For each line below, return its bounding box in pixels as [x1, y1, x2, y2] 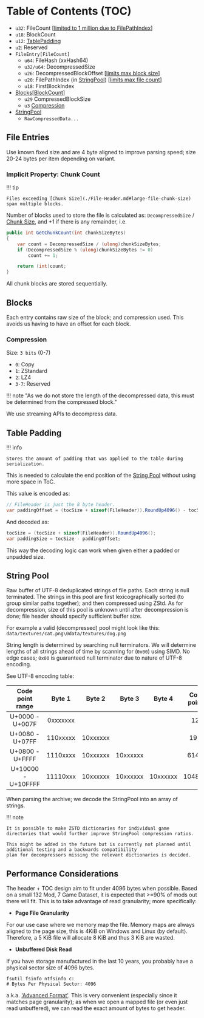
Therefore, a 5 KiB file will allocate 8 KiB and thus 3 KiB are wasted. [6, 934, 175, 941]
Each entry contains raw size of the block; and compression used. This [6, 313, 184, 321]
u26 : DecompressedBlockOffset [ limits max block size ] [24, 69, 160, 77]
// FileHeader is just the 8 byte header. [6, 502, 115, 508]
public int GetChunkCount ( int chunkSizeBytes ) [6, 230, 126, 236]
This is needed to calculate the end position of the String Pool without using [6, 472, 196, 479]
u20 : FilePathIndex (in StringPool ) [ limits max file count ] [24, 76, 162, 83]
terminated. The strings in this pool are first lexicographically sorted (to [6, 593, 184, 601]
